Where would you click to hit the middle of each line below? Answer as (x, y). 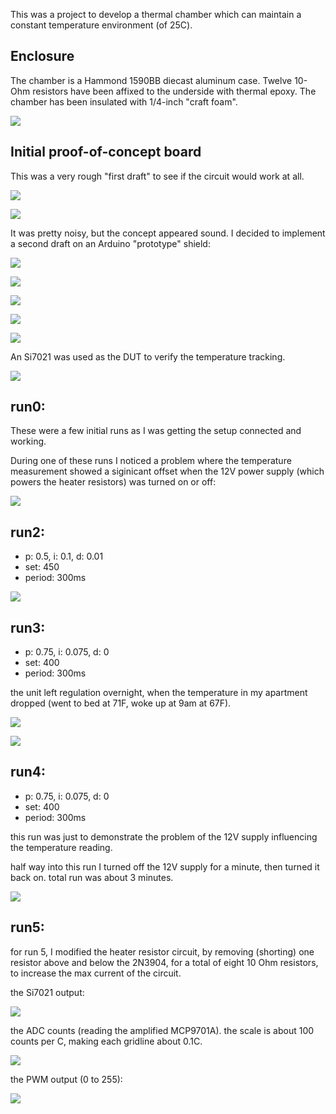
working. (28, 441)
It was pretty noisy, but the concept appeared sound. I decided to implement (168, 233)
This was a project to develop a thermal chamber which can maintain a (156, 14)
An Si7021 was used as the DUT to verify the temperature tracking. (148, 356)
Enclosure (42, 56)
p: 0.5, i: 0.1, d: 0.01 (64, 556)
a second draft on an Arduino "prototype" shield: (110, 243)
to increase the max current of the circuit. (96, 973)
